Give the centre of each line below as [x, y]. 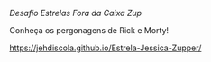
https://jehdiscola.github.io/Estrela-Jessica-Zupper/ [105, 48]
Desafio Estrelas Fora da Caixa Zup [76, 13]
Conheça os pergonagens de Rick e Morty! [89, 30]
